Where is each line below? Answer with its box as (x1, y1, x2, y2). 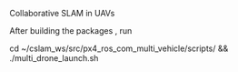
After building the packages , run (9, 26, 133, 36)
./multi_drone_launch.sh (9, 53, 99, 63)
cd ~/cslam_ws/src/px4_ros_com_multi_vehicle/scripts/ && (9, 43, 229, 54)
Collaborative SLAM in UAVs (9, 8, 115, 18)
